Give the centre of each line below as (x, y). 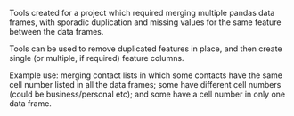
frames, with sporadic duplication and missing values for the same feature (145, 22)
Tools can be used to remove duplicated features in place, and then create (146, 49)
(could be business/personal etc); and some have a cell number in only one (147, 94)
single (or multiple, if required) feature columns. (97, 58)
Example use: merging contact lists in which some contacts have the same (146, 75)
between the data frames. (57, 31)
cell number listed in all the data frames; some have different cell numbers (145, 85)
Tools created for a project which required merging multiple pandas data (142, 13)
